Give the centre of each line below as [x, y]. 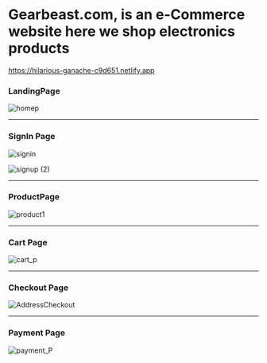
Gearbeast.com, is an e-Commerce [127, 15]
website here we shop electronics [122, 31]
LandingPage [35, 91]
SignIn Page [32, 137]
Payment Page [37, 333]
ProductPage [34, 197]
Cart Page [28, 242]
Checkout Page [39, 288]
